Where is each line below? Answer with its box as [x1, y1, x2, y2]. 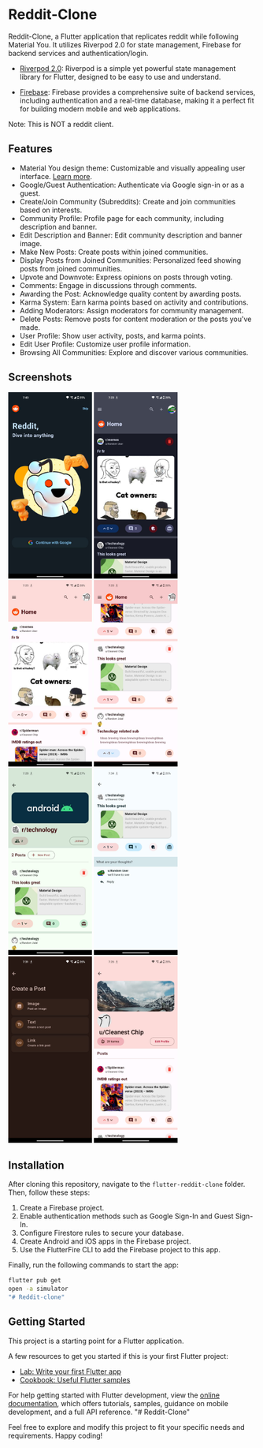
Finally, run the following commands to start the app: [8, 1260, 179, 1270]
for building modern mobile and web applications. [19, 104, 181, 114]
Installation [8, 1158, 65, 1172]
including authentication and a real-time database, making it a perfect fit [19, 95, 254, 105]
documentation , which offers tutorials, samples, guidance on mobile [8, 1398, 228, 1408]
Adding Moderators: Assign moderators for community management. [19, 305, 244, 315]
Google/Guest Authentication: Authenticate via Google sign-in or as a [19, 180, 245, 189]
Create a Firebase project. [19, 1203, 105, 1213]
